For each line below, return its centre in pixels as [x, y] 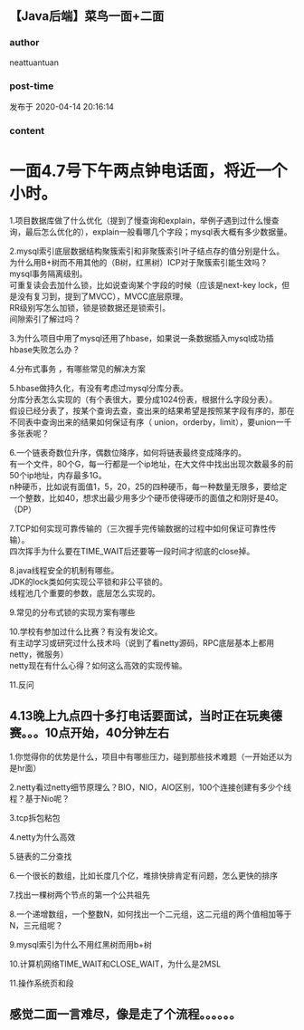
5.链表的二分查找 [41, 856]
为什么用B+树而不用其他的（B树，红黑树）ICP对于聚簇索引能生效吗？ [139, 262]
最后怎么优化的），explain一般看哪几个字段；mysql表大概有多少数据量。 [158, 231]
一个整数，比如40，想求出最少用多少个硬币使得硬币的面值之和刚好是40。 [146, 497]
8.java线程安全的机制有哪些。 [64, 570]
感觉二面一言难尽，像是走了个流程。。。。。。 [125, 1014]
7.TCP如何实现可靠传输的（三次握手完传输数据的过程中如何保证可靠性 [139, 528]
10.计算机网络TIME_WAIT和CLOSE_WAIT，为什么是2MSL [115, 964]
